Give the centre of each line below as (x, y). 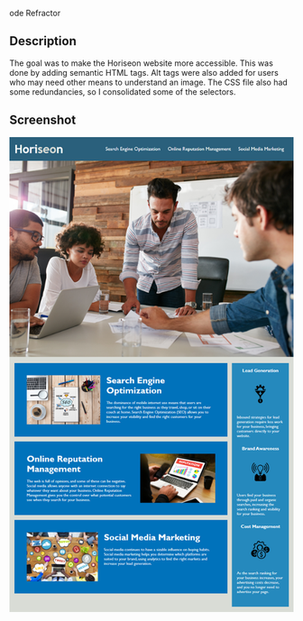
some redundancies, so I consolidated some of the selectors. (123, 91)
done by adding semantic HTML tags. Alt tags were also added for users (144, 72)
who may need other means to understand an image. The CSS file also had (149, 82)
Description (43, 41)
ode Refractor (35, 13)
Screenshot (43, 120)
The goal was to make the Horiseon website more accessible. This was (141, 63)
